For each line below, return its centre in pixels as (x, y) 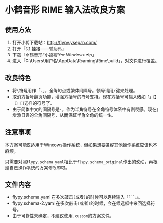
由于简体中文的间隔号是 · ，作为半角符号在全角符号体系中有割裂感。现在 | (85, 109)
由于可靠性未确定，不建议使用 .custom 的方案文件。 (63, 216)
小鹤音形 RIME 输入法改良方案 (65, 10)
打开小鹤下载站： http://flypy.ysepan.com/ (54, 42)
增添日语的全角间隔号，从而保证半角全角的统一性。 (64, 115)
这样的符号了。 (39, 103)
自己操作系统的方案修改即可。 (39, 167)
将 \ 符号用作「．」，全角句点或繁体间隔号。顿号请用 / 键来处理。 (75, 90)
